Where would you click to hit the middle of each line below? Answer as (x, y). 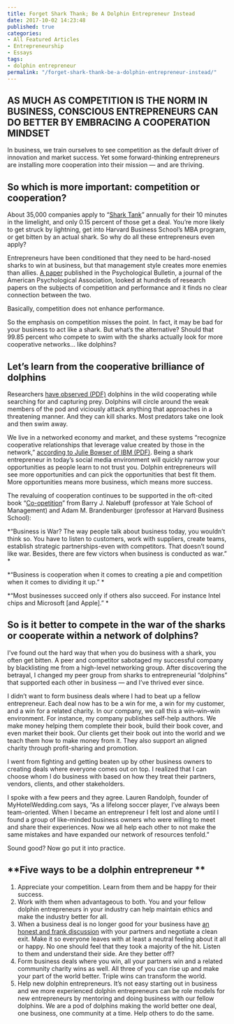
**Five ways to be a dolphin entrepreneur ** (107, 870)
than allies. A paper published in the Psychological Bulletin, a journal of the (115, 273)
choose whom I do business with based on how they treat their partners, (112, 776)
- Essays (20, 53)
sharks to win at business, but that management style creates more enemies (117, 266)
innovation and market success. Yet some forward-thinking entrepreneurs (114, 157)
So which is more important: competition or (104, 187)
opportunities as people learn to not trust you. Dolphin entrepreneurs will (112, 467)
